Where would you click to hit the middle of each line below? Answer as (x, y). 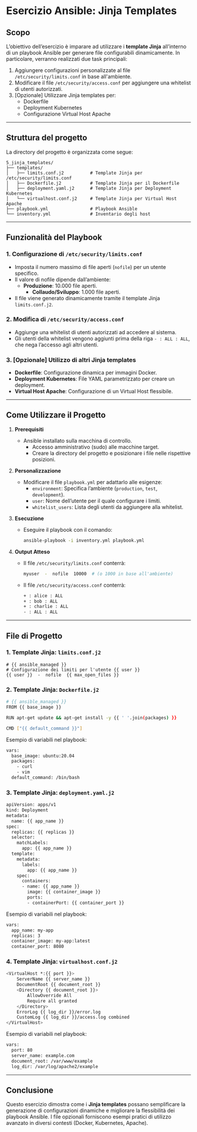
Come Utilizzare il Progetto (56, 415)
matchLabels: (33, 843)
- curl (25, 767)
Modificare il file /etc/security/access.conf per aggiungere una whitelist (103, 83)
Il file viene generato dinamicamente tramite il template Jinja (87, 298)
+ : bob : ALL (40, 601)
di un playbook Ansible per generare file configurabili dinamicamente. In (93, 53)
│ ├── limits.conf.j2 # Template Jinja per (74, 173)
